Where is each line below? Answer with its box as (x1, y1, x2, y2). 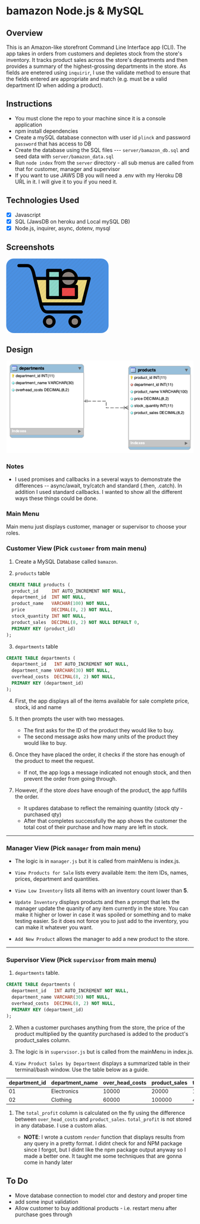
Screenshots (6, 243, 55, 253)
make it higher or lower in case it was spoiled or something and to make (14, 911, 192, 918)
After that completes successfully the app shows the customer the (23, 817, 187, 824)
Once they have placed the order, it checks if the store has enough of (14, 751, 186, 758)
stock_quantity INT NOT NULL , (11, 613, 86, 619)
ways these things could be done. (14, 495, 98, 502)
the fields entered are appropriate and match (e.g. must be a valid (6, 76, 168, 82)
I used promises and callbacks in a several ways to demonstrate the (14, 476, 182, 483)
